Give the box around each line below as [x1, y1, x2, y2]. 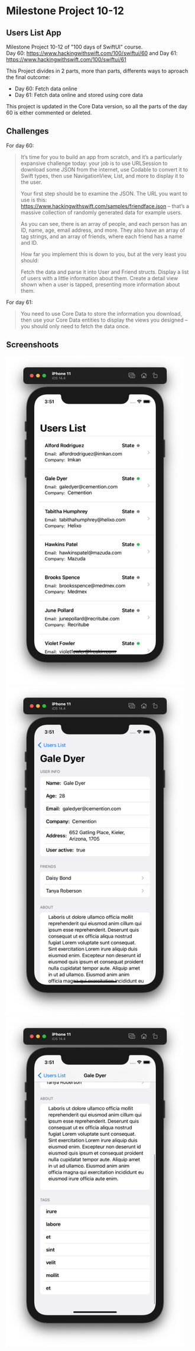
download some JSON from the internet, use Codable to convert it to [20, 166, 188, 173]
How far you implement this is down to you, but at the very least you [20, 250, 187, 258]
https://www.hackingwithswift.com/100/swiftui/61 [6, 56, 126, 63]
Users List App [6, 28, 62, 38]
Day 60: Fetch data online [14, 85, 78, 92]
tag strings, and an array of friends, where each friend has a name [20, 232, 183, 240]
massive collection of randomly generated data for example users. [20, 209, 182, 216]
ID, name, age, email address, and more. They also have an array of [20, 226, 185, 234]
